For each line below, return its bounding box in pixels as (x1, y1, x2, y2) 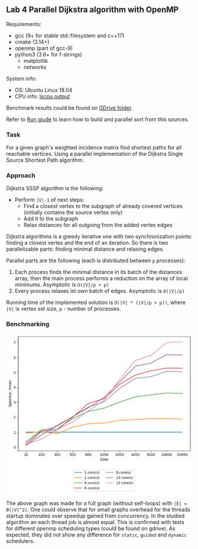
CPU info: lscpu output (14, 92, 70, 100)
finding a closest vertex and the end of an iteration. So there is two (6, 240, 168, 247)
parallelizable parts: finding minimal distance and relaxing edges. (6, 245, 164, 253)
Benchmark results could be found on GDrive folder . (6, 104, 133, 111)
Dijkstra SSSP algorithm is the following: (6, 185, 104, 192)
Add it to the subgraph (23, 215, 79, 222)
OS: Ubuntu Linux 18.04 (14, 86, 73, 94)
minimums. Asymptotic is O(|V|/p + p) (14, 281, 109, 288)
